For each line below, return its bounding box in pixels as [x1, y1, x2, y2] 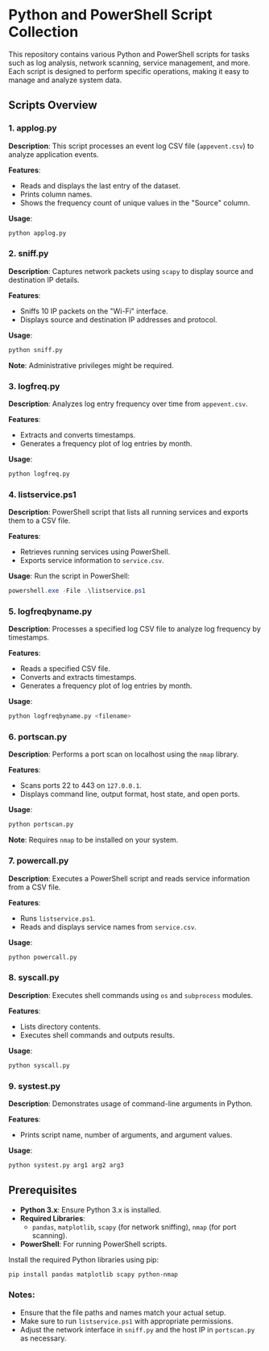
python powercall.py [8, 953, 78, 961]
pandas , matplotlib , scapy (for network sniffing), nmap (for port [31, 1222, 237, 1232]
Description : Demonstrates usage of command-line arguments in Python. [8, 1099, 253, 1109]
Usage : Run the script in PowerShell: [8, 571, 130, 581]
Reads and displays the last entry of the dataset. [19, 180, 181, 190]
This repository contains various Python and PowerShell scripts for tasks [8, 49, 250, 59]
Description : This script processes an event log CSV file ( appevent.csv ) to [8, 141, 255, 151]
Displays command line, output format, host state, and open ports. [19, 789, 240, 799]
